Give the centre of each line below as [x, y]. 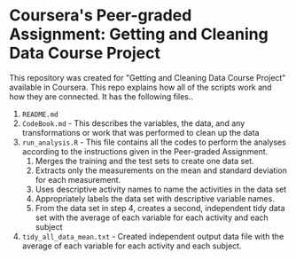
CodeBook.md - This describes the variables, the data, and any [133, 123]
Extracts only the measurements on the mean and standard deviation [161, 170]
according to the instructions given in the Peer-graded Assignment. [145, 151]
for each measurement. [78, 179]
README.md [40, 114]
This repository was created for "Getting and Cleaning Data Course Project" [148, 77]
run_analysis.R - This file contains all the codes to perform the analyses [154, 142]
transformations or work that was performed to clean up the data [140, 132]
